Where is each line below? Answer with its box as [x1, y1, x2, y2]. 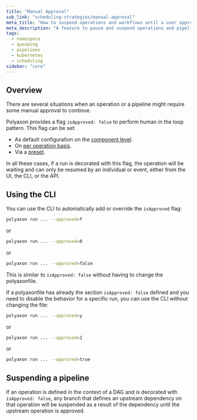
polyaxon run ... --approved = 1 [6, 335, 83, 341]
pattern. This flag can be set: [6, 125, 76, 132]
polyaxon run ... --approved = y [6, 312, 83, 318]
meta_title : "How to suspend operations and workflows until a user [6, 19, 177, 25]
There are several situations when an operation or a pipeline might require [6, 101, 185, 108]
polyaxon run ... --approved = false [6, 260, 93, 266]
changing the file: [6, 301, 49, 308]
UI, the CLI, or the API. [6, 172, 60, 179]
